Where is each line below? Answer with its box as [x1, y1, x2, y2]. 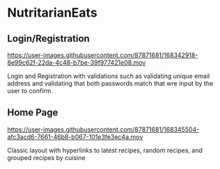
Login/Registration [7, 33, 91, 45]
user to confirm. [7, 87, 54, 95]
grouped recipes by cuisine [7, 153, 86, 161]
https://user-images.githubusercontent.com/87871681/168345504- [7, 125, 200, 134]
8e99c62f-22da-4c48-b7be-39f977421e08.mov [7, 58, 146, 67]
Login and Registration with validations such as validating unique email [7, 72, 210, 80]
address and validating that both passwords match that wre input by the [7, 79, 214, 88]
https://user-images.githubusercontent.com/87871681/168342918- [7, 51, 198, 59]
